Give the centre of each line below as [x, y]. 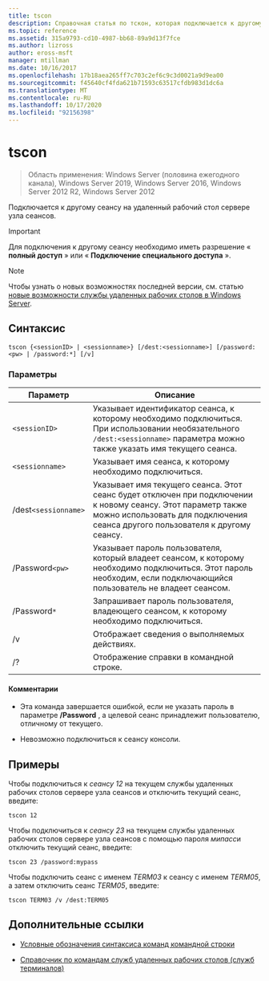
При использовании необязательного [166, 428]
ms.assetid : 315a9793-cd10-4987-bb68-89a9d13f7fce [94, 38]
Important [24, 231]
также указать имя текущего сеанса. [165, 448]
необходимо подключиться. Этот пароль [173, 568]
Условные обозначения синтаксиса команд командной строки [127, 944]
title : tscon [30, 16]
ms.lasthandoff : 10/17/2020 [55, 105]
